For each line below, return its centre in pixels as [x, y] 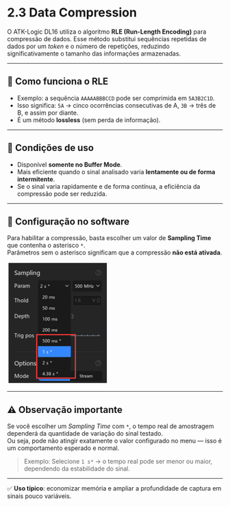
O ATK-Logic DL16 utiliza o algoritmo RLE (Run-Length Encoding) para [107, 32]
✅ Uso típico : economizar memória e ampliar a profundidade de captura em [114, 488]
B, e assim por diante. [48, 113]
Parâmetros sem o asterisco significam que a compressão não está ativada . [115, 252]
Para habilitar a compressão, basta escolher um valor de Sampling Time [109, 238]
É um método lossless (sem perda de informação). [89, 120]
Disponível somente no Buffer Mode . [69, 164]
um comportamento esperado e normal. [63, 448]
